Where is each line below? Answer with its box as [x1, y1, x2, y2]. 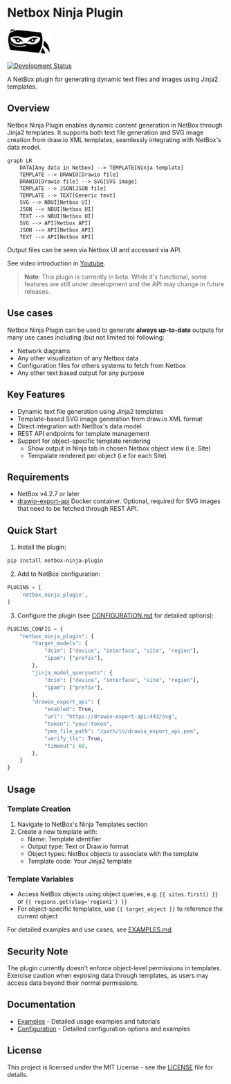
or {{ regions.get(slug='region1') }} [17, 898, 128, 906]
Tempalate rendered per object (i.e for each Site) [27, 451, 167, 460]
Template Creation [7, 804, 71, 814]
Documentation [7, 999, 76, 1011]
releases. [24, 287, 50, 295]
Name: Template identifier [27, 834, 102, 843]
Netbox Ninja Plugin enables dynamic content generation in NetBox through [7, 121, 223, 129]
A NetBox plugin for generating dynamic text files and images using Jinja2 [7, 75, 219, 84]
